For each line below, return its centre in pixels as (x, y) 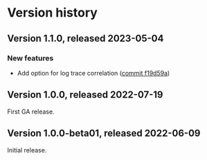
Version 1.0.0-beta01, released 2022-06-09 (104, 133)
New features (30, 58)
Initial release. (27, 150)
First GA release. (31, 112)
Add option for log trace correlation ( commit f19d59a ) (93, 73)
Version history (53, 13)
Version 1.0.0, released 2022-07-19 (85, 95)
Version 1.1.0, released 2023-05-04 (85, 38)
